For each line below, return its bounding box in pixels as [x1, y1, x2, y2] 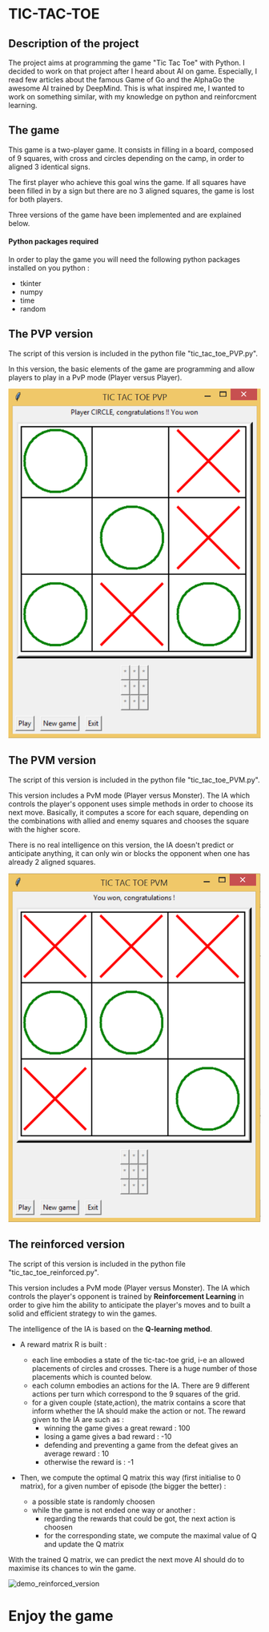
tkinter [19, 279, 42, 288]
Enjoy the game [8, 1606, 114, 1625]
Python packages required [8, 237, 98, 247]
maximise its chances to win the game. [8, 1563, 137, 1573]
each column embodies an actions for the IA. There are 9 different [31, 1381, 250, 1390]
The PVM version [8, 754, 97, 767]
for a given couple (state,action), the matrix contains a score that [31, 1397, 246, 1407]
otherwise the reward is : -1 [43, 1457, 134, 1466]
